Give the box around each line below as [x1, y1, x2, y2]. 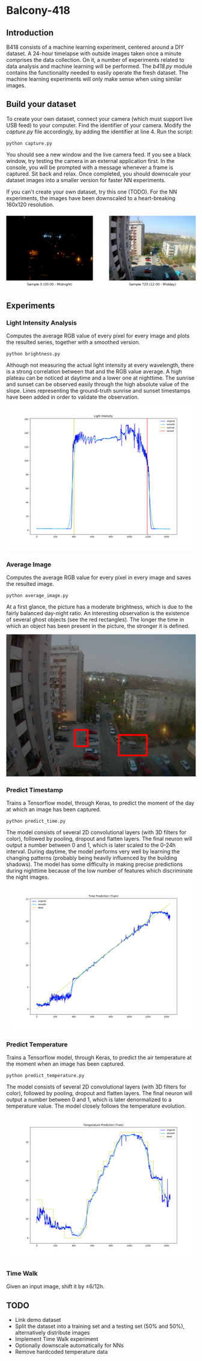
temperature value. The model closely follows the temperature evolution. [6, 1102, 186, 1110]
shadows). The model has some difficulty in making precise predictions [6, 861, 183, 868]
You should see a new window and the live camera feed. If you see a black [6, 151, 191, 158]
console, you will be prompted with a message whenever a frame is [6, 164, 173, 171]
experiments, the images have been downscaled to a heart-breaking [6, 194, 176, 201]
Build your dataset [6, 99, 76, 109]
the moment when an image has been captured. [6, 1060, 125, 1068]
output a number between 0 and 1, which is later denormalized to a [6, 1096, 172, 1104]
